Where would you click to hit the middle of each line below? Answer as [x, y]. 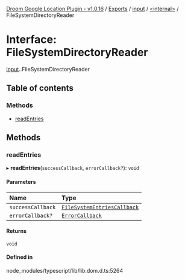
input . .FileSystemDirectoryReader [48, 69]
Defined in [20, 257]
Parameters [21, 181]
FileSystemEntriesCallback [100, 207]
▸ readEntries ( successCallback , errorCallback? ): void [73, 168]
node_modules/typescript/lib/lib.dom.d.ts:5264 [65, 270]
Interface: [32, 40]
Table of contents [40, 88]
